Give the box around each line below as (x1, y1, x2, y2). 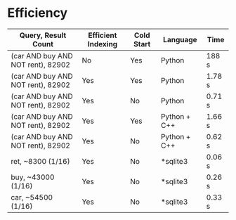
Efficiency (7, 5, 68, 21)
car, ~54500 (11, 192, 53, 202)
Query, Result (19, 30, 67, 40)
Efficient (88, 30, 117, 40)
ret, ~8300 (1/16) (11, 156, 70, 166)
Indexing (87, 39, 118, 48)
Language (162, 34, 198, 44)
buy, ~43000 (11, 172, 55, 182)
